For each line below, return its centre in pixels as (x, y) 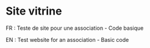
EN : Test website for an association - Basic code (67, 39)
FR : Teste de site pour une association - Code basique (75, 28)
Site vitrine (34, 11)
